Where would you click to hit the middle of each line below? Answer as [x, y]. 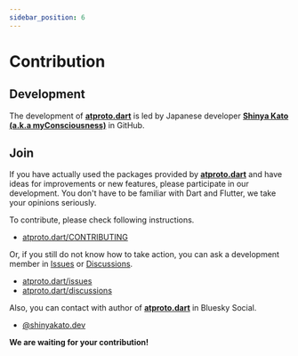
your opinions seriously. [53, 203]
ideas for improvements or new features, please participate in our [129, 184]
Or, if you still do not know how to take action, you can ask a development [145, 255]
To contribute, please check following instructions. [102, 220]
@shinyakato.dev [54, 325]
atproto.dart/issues [57, 281]
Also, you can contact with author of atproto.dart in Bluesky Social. [133, 308]
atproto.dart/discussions [67, 291]
